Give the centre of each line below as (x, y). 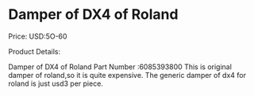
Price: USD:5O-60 (38, 36)
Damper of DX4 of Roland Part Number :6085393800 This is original (120, 66)
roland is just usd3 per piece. (56, 83)
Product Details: (35, 51)
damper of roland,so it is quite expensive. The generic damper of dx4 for (127, 75)
